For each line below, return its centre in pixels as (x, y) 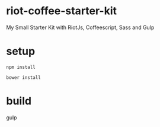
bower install (24, 77)
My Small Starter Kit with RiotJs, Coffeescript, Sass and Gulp (80, 27)
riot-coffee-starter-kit (62, 11)
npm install (21, 67)
